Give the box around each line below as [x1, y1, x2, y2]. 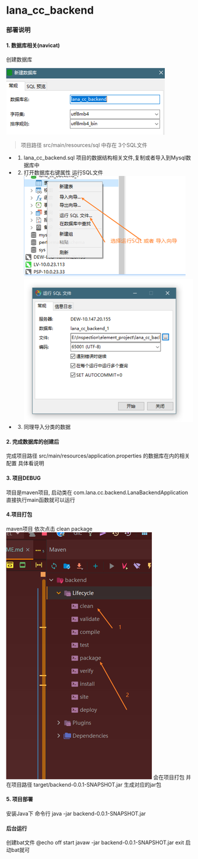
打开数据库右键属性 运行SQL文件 [23, 169, 104, 176]
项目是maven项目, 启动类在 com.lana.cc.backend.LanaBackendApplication [6, 489, 189, 496]
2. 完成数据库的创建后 [6, 438, 59, 445]
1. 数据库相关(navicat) [6, 42, 60, 49]
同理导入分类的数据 [23, 424, 71, 431]
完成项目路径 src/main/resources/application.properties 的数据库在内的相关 [6, 452, 190, 460]
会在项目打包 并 [153, 774, 191, 781]
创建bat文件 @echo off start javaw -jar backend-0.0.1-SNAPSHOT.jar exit [6, 839, 184, 846]
